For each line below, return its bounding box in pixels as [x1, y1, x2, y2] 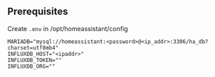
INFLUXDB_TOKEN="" [7, 57, 62, 64]
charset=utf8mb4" [7, 44, 59, 52]
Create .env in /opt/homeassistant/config [7, 24, 128, 32]
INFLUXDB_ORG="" [7, 63, 56, 70]
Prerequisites [7, 6, 68, 18]
